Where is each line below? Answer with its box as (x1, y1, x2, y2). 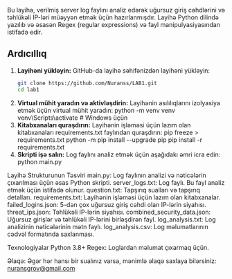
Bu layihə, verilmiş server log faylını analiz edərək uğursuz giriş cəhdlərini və (7, 6, 226, 14)
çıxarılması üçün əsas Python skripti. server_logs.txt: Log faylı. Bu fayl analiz (7, 178, 225, 186)
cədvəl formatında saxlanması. (7, 230, 95, 238)
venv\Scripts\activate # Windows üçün (17, 114, 128, 122)
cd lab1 (17, 86, 39, 93)
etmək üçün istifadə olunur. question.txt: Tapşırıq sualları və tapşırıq (7, 186, 201, 194)
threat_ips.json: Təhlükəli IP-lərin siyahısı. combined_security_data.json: (7, 208, 211, 216)
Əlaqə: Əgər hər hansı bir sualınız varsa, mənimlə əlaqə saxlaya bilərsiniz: (7, 256, 217, 265)
